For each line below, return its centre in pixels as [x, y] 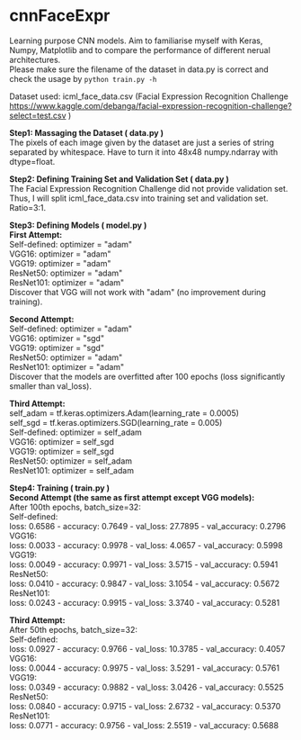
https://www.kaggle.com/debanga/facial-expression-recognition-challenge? [150, 105]
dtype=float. [32, 161]
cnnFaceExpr [60, 16]
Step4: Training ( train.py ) [60, 488]
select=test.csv [38, 115]
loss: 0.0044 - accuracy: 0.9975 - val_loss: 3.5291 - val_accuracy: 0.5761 [145, 668]
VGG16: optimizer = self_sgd [62, 441]
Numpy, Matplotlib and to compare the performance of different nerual [140, 50]
